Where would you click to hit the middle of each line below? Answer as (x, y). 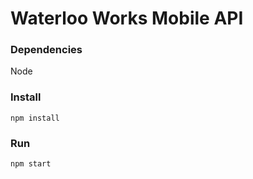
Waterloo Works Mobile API (127, 18)
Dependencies (46, 50)
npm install (35, 118)
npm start (31, 164)
